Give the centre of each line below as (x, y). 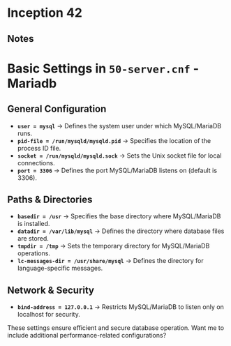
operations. (34, 253)
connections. (36, 163)
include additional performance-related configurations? (87, 336)
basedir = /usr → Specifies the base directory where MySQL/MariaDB (119, 216)
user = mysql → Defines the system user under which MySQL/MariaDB (119, 126)
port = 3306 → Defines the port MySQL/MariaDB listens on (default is (117, 170)
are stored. (33, 239)
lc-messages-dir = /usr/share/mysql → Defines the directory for (110, 261)
